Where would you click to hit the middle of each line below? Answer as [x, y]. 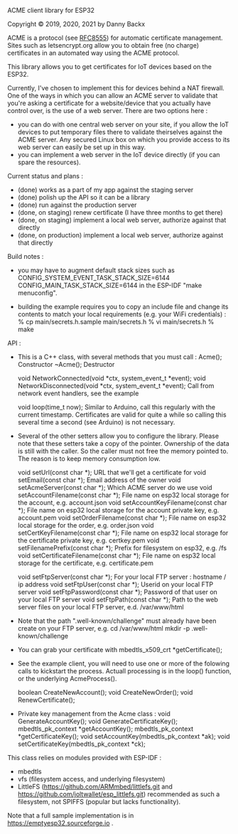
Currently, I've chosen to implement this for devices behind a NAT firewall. [116, 88]
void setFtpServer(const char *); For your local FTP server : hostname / [122, 577]
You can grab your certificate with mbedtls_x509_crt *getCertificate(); [120, 649]
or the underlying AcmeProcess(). [67, 679]
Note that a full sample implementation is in [71, 816]
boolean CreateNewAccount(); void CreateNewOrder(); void [105, 692]
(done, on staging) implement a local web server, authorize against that [122, 220]
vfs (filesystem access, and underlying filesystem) [91, 779]
